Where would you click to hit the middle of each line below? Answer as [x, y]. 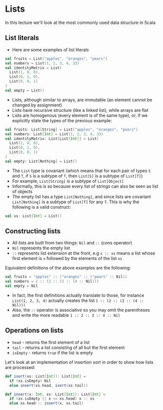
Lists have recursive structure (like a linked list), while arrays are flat [80, 110]
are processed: [20, 367]
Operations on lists [34, 331]
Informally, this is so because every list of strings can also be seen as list [85, 186]
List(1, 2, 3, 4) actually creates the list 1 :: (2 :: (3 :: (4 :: [78, 301]
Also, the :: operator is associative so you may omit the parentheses [81, 310]
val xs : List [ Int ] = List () [34, 216]
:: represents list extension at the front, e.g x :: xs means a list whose [84, 253]
